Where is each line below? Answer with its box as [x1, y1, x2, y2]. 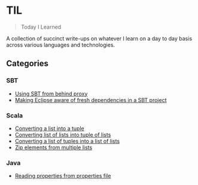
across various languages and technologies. [6, 41, 115, 48]
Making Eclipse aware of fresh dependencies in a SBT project [14, 96, 167, 103]
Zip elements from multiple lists [14, 144, 93, 151]
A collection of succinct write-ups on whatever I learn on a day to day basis [6, 35, 193, 42]
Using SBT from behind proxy [14, 90, 88, 97]
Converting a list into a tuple [14, 125, 85, 132]
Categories [6, 58, 49, 69]
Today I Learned [20, 23, 62, 30]
